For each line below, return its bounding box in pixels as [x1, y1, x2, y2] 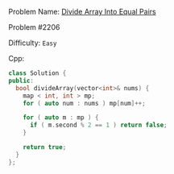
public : [8, 77, 35, 85]
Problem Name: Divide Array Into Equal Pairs [8, 7, 156, 16]
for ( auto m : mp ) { [23, 114, 99, 122]
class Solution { [8, 69, 67, 77]
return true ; [23, 143, 67, 151]
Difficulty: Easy [8, 38, 57, 48]
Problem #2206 [8, 23, 60, 31]
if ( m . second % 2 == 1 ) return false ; [29, 121, 168, 130]
